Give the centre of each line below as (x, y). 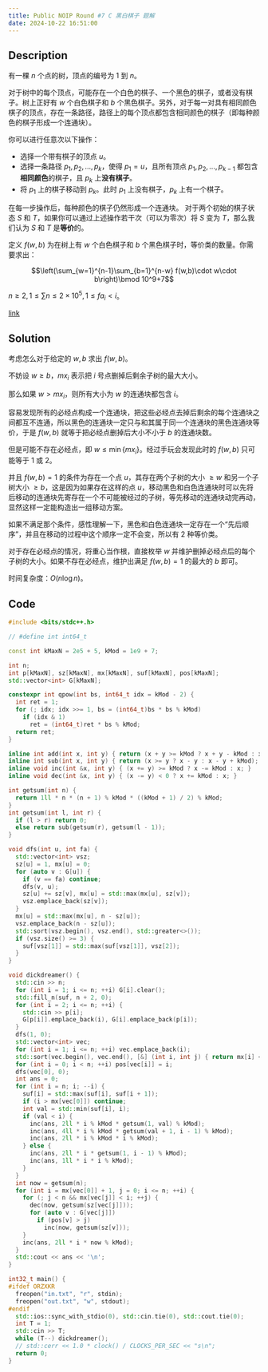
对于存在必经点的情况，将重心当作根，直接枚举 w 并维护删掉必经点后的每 (128, 551)
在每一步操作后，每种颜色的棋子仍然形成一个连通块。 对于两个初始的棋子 (128, 208)
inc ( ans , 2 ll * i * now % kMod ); (78, 1243)
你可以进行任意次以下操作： (54, 140)
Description (38, 56)
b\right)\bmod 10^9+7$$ (134, 279)
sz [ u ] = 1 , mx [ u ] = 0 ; (53, 864)
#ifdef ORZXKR (32, 1287)
